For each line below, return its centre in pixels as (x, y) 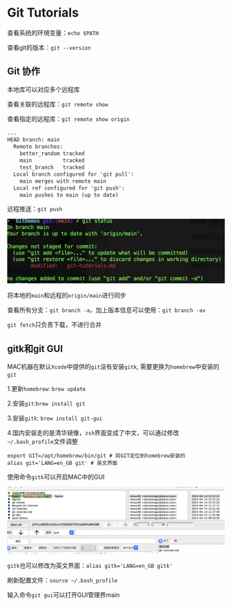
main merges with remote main (63, 181)
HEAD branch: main (33, 140)
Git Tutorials (43, 13)
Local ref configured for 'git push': (69, 188)
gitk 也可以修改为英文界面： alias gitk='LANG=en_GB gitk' (90, 566)
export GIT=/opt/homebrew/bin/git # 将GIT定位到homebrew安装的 (96, 456)
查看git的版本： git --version (49, 47)
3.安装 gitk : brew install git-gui (55, 418)
